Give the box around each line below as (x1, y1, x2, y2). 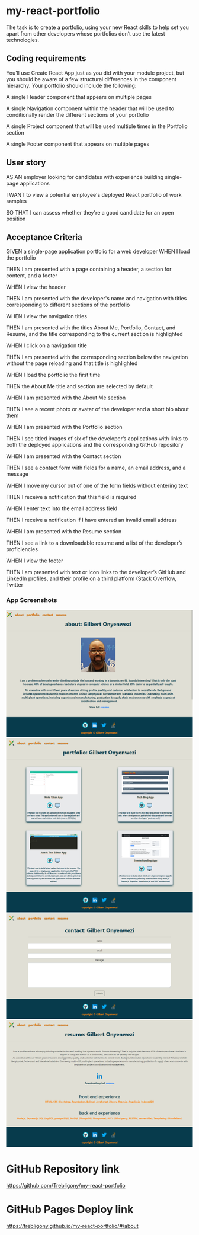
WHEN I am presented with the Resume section (6, 528, 122, 535)
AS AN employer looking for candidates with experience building (6, 173, 164, 180)
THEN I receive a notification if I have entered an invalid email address (6, 517, 178, 524)
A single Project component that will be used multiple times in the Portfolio (6, 123, 188, 130)
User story (6, 158, 46, 168)
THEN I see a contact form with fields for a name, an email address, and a (6, 464, 186, 472)
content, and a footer (6, 272, 57, 279)
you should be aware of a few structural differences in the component (6, 75, 176, 82)
